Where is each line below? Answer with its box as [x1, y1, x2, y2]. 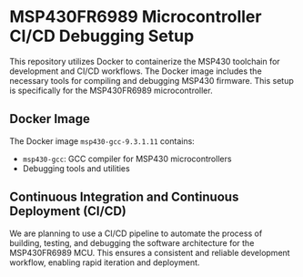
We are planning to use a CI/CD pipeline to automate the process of [9, 228, 263, 239]
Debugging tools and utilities [22, 162, 130, 174]
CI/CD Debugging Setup [9, 26, 195, 46]
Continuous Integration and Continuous [9, 190, 239, 205]
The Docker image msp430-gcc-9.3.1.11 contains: [9, 135, 196, 147]
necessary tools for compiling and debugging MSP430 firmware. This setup [9, 75, 294, 86]
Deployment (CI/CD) [9, 203, 127, 220]
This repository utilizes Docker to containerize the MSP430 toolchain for [9, 56, 280, 67]
